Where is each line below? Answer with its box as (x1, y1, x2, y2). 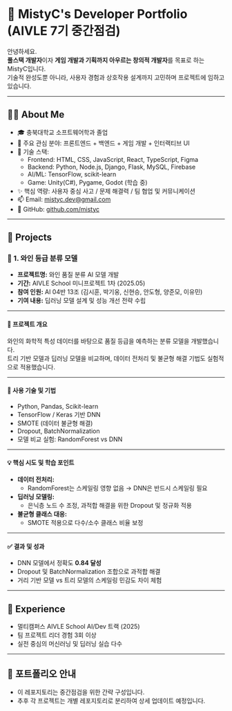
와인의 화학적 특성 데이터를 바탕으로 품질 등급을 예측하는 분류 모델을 (7, 337, 190, 345)
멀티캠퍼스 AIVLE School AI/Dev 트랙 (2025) (17, 622, 140, 631)
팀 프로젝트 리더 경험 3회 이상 (17, 631, 97, 639)
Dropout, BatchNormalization (17, 427, 100, 435)
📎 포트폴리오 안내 (7, 668, 76, 680)
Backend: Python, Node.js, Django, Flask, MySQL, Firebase (27, 163, 196, 171)
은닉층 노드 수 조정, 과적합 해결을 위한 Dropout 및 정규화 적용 (27, 501, 192, 510)
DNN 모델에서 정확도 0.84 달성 (17, 559, 101, 567)
